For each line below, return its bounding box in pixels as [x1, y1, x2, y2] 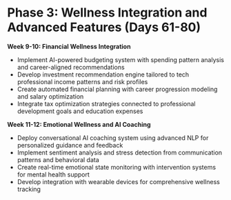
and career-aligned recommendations [17, 63, 125, 71]
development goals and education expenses [17, 107, 143, 115]
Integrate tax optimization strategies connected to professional [17, 99, 196, 108]
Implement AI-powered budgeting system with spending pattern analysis [17, 55, 224, 63]
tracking [17, 185, 41, 193]
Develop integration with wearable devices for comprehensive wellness [17, 177, 221, 186]
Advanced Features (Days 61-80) [7, 19, 201, 35]
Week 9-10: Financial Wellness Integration [7, 42, 131, 50]
